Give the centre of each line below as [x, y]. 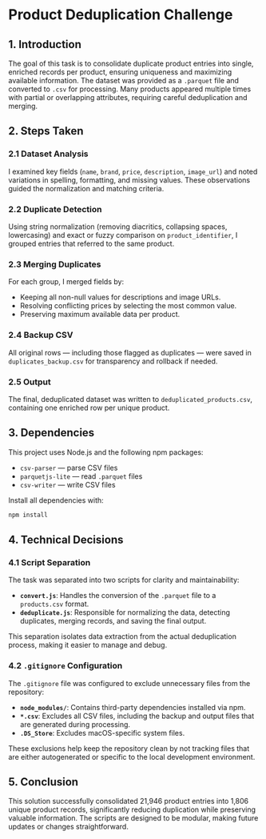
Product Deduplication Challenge [121, 15]
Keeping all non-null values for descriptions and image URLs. [120, 297]
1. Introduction [45, 44]
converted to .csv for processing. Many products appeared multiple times [130, 89]
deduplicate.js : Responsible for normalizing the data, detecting [125, 612]
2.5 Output [30, 382]
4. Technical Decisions [66, 539]
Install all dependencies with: [56, 500]
